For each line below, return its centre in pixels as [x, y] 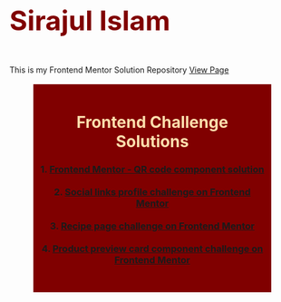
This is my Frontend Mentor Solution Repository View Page [119, 70]
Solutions [152, 141]
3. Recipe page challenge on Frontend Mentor [152, 226]
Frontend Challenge [152, 122]
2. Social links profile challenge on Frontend [152, 192]
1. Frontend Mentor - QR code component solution [152, 170]
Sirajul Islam [90, 21]
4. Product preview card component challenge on [152, 248]
